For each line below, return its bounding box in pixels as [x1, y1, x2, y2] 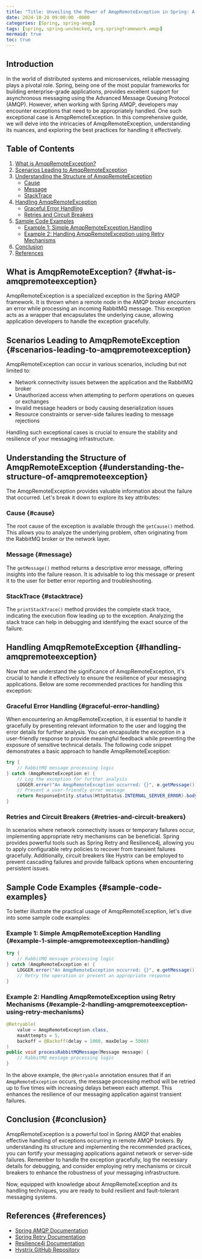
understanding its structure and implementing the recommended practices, [6, 1143, 192, 1151]
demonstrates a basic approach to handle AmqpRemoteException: [6, 748, 171, 755]
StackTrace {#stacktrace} [6, 592, 84, 600]
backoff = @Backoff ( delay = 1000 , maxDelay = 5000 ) [17, 1038, 149, 1044]
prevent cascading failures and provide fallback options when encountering [6, 858, 194, 866]
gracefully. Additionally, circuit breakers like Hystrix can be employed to [6, 852, 185, 859]
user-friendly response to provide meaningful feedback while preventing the [6, 735, 195, 742]
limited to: [6, 367, 31, 374]
